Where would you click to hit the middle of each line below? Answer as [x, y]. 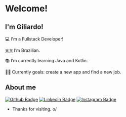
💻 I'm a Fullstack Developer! [34, 39]
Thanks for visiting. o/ [34, 109]
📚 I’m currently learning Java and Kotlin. [46, 60]
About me [21, 88]
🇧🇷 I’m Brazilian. [23, 50]
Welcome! [26, 9]
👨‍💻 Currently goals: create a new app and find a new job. [63, 72]
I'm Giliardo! [24, 27]
